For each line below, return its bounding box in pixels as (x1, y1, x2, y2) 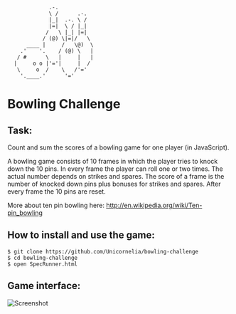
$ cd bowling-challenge (7, 254, 78, 261)
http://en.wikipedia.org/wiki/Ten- (106, 201, 203, 209)
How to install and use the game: (7, 229, 155, 241)
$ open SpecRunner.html (7, 261, 78, 268)
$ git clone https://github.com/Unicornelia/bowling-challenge (7, 248, 199, 255)
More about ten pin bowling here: (7, 201, 105, 209)
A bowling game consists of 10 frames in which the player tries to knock (7, 157, 218, 165)
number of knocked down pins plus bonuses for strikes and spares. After (7, 179, 221, 188)
